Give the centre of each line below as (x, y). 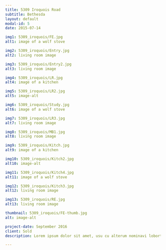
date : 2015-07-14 (23, 28)
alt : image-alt (21, 218)
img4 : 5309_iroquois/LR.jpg (34, 78)
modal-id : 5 (17, 24)
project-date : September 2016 (36, 226)
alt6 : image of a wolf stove (35, 109)
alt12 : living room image (32, 191)
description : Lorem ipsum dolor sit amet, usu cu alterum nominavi (76, 236)
